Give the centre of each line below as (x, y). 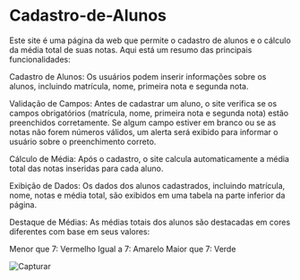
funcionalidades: (40, 59)
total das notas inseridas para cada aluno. (86, 168)
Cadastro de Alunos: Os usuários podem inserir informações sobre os (138, 76)
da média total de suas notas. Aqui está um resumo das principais (131, 49)
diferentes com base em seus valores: (80, 231)
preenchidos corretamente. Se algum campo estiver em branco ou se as (143, 123)
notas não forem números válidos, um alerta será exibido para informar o (144, 132)
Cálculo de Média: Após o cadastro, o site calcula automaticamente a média (149, 158)
